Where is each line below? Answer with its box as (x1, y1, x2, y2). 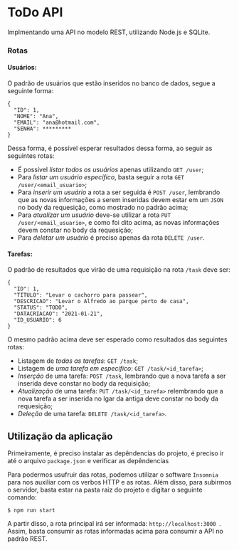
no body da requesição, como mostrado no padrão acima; (17, 203, 188, 212)
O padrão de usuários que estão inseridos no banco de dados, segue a (7, 79, 216, 88)
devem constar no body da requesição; (17, 226, 133, 235)
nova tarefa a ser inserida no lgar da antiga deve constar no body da (17, 394, 219, 403)
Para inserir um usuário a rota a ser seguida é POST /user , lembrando (17, 188, 221, 196)
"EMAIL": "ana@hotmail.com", (14, 119, 100, 127)
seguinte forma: (7, 87, 54, 95)
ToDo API (7, 4, 63, 21)
